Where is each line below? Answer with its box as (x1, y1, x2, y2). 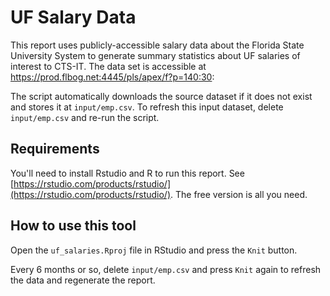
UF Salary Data (10, 6, 137, 29)
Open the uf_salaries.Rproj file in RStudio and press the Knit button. (10, 244, 298, 256)
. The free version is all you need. (170, 188, 308, 200)
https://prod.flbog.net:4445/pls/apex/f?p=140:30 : (10, 71, 215, 83)
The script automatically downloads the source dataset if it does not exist (10, 90, 313, 102)
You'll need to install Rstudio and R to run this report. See (10, 167, 245, 179)
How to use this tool (10, 217, 137, 235)
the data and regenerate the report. (10, 274, 156, 286)
